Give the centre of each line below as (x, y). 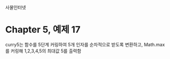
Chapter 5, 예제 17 (43, 30)
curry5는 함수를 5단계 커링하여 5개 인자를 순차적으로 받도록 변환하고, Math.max (85, 44)
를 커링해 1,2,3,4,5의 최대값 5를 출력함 (43, 51)
